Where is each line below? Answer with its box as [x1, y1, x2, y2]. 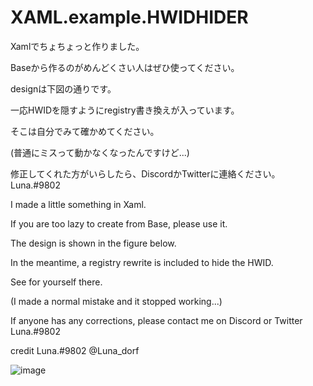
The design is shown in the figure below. [10, 237, 177, 249]
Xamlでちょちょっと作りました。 [10, 40, 145, 52]
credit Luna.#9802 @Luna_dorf [10, 344, 140, 356]
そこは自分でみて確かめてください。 [10, 125, 160, 137]
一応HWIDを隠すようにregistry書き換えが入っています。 [10, 104, 240, 116]
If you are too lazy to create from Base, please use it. [10, 217, 228, 230]
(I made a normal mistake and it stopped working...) [10, 295, 223, 307]
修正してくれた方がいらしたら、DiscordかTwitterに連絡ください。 [10, 167, 281, 180]
